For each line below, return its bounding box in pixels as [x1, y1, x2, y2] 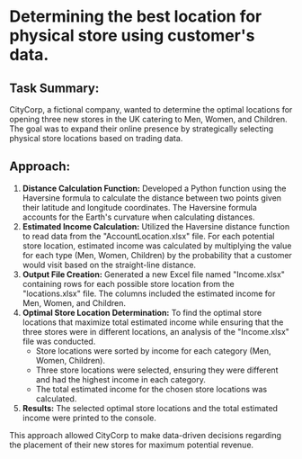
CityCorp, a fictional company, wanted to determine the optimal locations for [9, 104, 293, 114]
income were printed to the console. [22, 412, 157, 423]
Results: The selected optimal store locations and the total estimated [22, 402, 279, 413]
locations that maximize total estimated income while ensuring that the [22, 317, 284, 328]
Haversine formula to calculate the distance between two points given [22, 192, 281, 203]
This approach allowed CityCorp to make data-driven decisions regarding [9, 429, 281, 440]
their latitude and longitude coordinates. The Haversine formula [22, 202, 258, 212]
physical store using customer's [9, 25, 255, 46]
